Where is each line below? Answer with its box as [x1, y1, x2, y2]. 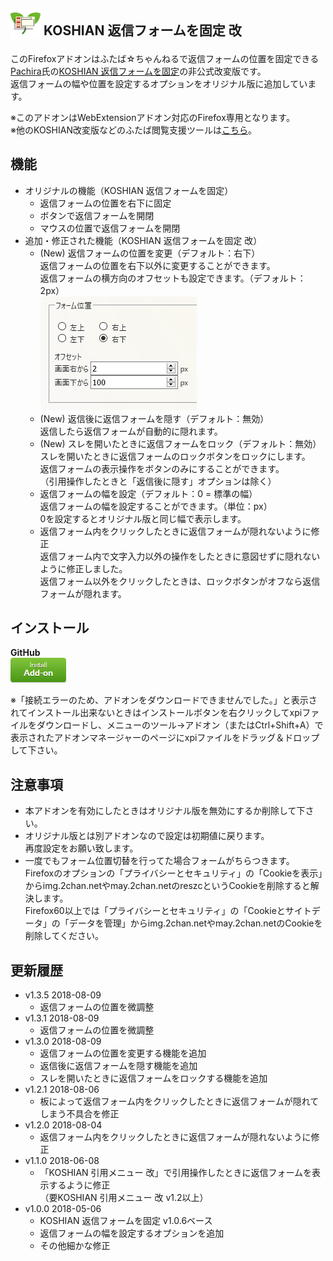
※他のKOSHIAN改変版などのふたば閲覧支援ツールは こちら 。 [10, 124, 257, 136]
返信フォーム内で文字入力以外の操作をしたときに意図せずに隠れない [39, 550, 321, 562]
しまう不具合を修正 [39, 1108, 120, 1120]
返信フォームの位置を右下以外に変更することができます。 [39, 259, 276, 271]
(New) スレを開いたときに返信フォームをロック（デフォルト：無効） [39, 437, 322, 449]
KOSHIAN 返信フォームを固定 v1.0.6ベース [39, 1215, 213, 1227]
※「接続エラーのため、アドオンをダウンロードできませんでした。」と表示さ [10, 694, 318, 706]
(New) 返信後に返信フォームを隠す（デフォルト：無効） [39, 412, 270, 424]
